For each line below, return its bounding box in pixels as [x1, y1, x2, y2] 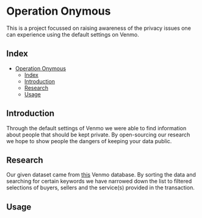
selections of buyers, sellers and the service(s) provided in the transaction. [6, 184, 195, 191]
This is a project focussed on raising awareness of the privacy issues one [6, 24, 191, 32]
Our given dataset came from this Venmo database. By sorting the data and [6, 171, 197, 178]
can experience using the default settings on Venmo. [6, 30, 139, 38]
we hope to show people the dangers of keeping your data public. [6, 137, 172, 144]
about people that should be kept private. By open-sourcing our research [6, 131, 190, 138]
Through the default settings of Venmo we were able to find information [6, 124, 187, 132]
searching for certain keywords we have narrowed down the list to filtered [6, 178, 192, 185]
